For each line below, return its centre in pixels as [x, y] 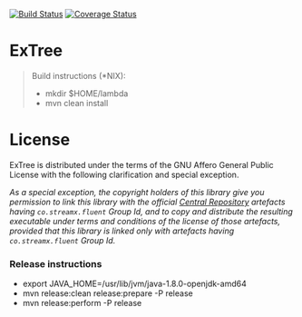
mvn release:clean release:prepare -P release [107, 293]
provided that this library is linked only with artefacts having [122, 231]
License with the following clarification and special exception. [124, 174]
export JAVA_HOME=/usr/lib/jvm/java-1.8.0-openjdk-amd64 [134, 284]
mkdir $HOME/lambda [87, 93]
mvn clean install [77, 103]
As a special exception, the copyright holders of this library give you [137, 192]
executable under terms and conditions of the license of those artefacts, [145, 221]
